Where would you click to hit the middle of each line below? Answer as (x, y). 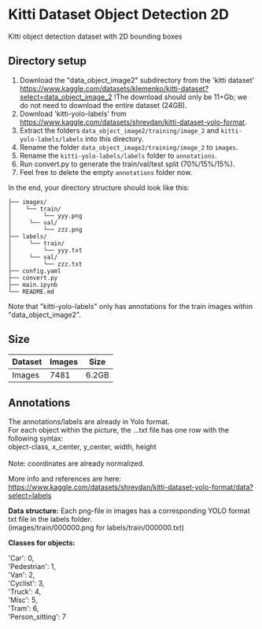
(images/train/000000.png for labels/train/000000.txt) (96, 528)
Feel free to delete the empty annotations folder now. (106, 172)
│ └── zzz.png (45, 229)
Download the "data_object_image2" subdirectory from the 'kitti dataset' (137, 80)
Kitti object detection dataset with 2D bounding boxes (95, 36)
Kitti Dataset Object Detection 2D (119, 15)
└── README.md (31, 292)
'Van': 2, (22, 575)
